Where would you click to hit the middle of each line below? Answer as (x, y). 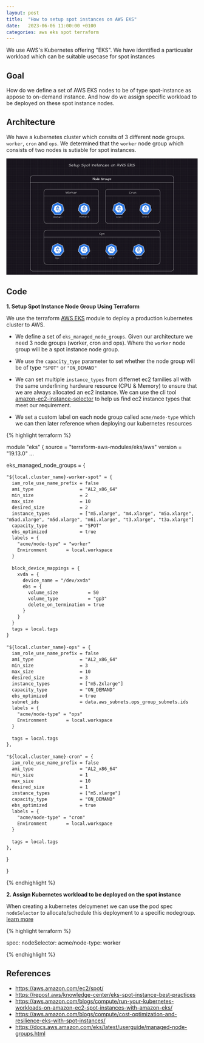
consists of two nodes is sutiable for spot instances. (71, 150)
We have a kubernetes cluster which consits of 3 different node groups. (96, 137)
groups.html (30, 1033)
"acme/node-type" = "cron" (51, 818)
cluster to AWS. (26, 325)
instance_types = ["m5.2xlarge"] (67, 684)
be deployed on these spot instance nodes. (60, 103)
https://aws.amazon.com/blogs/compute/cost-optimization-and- (96, 1014)
